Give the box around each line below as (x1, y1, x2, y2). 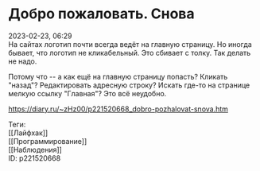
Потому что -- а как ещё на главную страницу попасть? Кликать (8, 72, 228, 81)
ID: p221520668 (8, 153, 61, 163)
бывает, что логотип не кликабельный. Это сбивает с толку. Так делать (8, 48, 251, 57)
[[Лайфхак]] (8, 128, 49, 138)
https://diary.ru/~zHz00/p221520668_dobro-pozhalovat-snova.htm (8, 104, 229, 114)
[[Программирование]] (8, 136, 87, 146)
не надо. (8, 56, 37, 66)
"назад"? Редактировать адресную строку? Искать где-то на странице (8, 80, 250, 90)
